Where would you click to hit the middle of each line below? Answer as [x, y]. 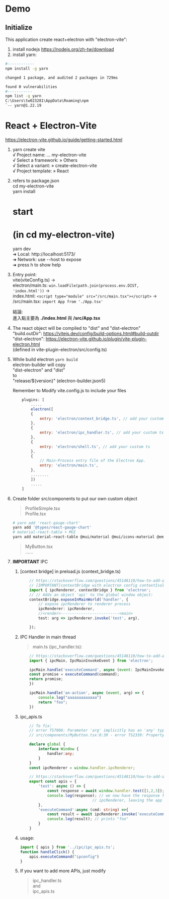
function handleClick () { [47, 852]
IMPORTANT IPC [30, 562]
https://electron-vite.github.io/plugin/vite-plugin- [96, 339]
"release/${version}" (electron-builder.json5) [59, 381]
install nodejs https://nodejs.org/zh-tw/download [63, 49]
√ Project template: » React [40, 171]
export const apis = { [53, 782]
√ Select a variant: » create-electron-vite [55, 165]
